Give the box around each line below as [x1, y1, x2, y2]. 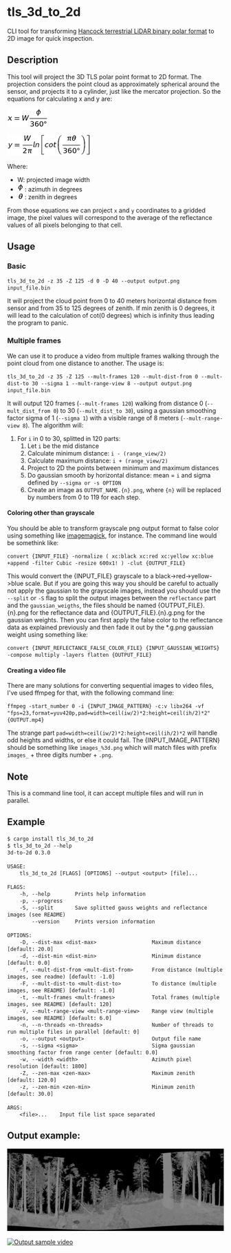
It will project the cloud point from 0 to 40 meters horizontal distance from [7, 297, 217, 305]
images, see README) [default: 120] [7, 1001, 112, 1008]
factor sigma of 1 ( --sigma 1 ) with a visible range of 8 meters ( [7, 414, 184, 422]
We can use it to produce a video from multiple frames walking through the [7, 352, 219, 360]
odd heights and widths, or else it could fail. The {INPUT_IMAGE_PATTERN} [7, 736, 220, 744]
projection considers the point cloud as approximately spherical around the [7, 80, 220, 88]
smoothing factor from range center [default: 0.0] [7, 1049, 158, 1056]
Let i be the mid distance [27, 442, 100, 450]
